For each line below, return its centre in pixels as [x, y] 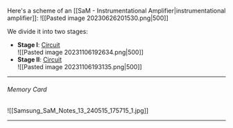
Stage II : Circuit [40, 60]
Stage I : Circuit [38, 45]
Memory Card [27, 89]
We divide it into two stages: [48, 31]
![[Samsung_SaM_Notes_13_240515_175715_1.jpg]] [78, 111]
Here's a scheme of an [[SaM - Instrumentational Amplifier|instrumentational [116, 11]
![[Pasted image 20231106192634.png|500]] [80, 52]
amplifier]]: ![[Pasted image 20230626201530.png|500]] [88, 18]
